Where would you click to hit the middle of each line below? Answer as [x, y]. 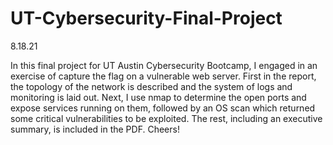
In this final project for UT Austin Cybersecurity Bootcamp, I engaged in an [164, 65]
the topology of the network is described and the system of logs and [151, 86]
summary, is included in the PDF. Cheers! [95, 129]
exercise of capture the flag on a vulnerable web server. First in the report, [163, 76]
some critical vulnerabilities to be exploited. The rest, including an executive [166, 118]
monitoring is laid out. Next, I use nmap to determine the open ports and [158, 97]
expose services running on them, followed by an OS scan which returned [163, 108]
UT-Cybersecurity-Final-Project [146, 18]
